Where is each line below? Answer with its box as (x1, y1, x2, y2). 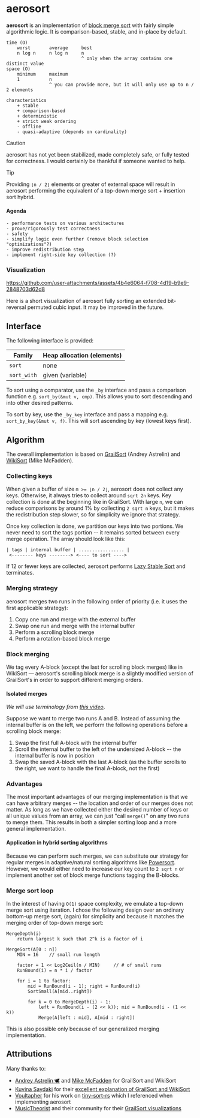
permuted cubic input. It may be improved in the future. (27, 303, 164, 311)
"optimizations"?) (6, 242, 52, 248)
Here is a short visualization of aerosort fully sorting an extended (6, 297, 166, 305)
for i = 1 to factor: (17, 978, 71, 984)
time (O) (6, 40, 28, 46)
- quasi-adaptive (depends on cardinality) (17, 128, 128, 135)
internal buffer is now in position (14, 752, 95, 759)
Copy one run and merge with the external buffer (14, 615, 136, 623)
